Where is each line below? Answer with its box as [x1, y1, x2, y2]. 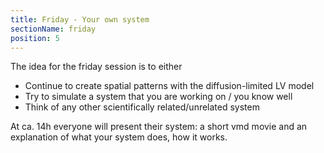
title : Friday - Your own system [10, 14, 150, 25]
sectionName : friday [10, 24, 97, 34]
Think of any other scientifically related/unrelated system [24, 101, 260, 113]
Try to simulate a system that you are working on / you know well [24, 91, 293, 103]
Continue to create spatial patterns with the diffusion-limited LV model [24, 80, 315, 92]
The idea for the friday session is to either [10, 61, 183, 73]
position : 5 [10, 33, 60, 43]
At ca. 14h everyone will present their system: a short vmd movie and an [10, 121, 308, 133]
